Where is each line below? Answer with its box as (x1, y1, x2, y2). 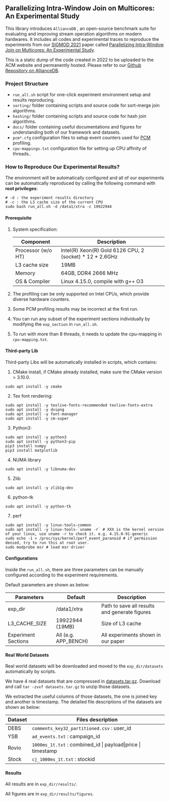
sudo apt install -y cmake (5, 384, 62, 389)
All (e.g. (56, 631, 74, 639)
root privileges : (5, 186, 38, 192)
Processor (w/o (15, 246, 52, 254)
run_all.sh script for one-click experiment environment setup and (12, 92, 151, 98)
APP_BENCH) (56, 638, 89, 645)
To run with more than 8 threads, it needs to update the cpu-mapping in (12, 331, 162, 337)
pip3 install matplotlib (5, 448, 58, 453)
